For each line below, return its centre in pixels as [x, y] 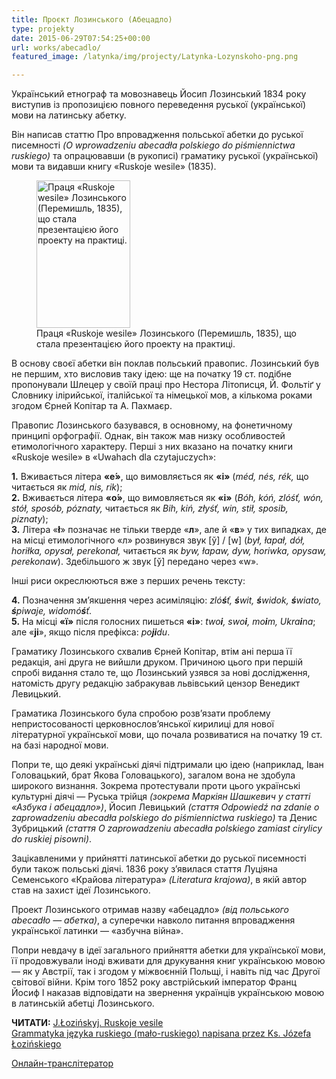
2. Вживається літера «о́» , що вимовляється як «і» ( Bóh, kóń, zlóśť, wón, [167, 498]
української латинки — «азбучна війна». [97, 931]
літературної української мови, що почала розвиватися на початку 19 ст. [167, 735]
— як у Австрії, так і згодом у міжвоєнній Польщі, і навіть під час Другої [166, 972]
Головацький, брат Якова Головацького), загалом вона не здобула [153, 775]
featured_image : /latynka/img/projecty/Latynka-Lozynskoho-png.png [155, 57]
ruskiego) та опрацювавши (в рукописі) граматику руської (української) [165, 156]
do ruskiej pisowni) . [52, 839]
